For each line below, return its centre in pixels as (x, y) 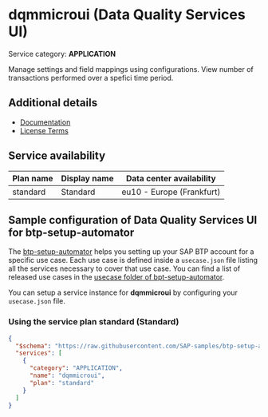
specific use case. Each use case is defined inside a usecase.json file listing (133, 260)
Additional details (53, 103)
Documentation (45, 122)
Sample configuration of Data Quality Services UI (133, 220)
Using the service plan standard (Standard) (94, 322)
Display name (87, 178)
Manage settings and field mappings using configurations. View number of (131, 69)
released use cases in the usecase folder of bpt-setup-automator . (116, 277)
